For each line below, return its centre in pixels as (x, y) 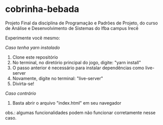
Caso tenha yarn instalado (33, 47)
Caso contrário (21, 93)
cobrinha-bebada (42, 9)
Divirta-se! (23, 84)
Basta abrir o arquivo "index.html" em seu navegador (67, 103)
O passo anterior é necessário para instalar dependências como (78, 68)
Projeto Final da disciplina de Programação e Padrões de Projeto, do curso (81, 23)
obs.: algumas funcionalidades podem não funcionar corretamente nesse (81, 113)
